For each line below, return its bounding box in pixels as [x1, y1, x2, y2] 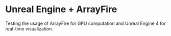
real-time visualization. [5, 25, 54, 31]
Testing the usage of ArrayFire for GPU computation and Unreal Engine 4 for [5, 20, 166, 26]
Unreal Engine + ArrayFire [5, 4, 117, 15]
